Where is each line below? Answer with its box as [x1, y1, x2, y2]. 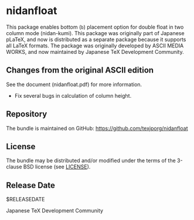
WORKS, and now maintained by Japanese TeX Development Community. [6, 48, 185, 55]
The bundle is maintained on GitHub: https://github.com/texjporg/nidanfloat [6, 125, 189, 132]
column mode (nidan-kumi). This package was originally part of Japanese [6, 29, 185, 36]
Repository [6, 109, 47, 119]
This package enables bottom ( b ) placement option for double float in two [6, 23, 184, 30]
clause [6, 163, 22, 170]
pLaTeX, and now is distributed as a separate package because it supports [6, 36, 186, 43]
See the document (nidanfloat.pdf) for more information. [6, 81, 142, 88]
